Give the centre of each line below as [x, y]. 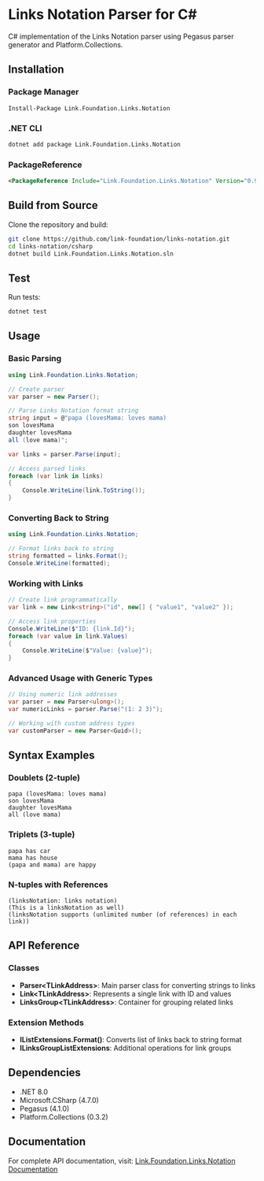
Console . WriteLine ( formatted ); [59, 563]
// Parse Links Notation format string [73, 411]
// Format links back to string [61, 549]
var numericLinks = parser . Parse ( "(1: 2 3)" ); [86, 710]
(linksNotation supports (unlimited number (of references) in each [123, 915]
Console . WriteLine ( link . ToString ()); [84, 490]
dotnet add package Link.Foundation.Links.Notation [94, 144]
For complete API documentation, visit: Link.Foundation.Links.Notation [122, 1161]
